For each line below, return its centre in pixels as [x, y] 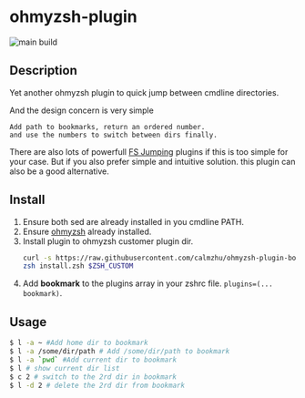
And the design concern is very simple [82, 110]
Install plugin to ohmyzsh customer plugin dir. [108, 241]
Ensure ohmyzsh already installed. [87, 231]
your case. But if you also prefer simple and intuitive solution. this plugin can [152, 161]
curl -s [37, 258]
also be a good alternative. [59, 171]
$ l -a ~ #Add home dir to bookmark [79, 343]
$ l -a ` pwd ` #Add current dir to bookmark [93, 360]
